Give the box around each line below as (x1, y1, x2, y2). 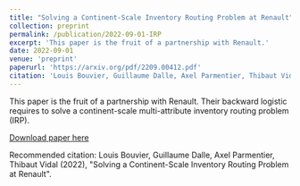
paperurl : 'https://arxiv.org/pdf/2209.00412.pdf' (9, 63, 202, 72)
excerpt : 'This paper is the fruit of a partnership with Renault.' (9, 38, 270, 47)
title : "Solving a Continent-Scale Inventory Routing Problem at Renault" (9, 13, 294, 22)
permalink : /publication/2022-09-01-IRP (9, 30, 162, 38)
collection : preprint (9, 21, 90, 30)
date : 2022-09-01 (9, 46, 74, 55)
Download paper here (9, 131, 89, 143)
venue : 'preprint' (9, 55, 78, 63)
